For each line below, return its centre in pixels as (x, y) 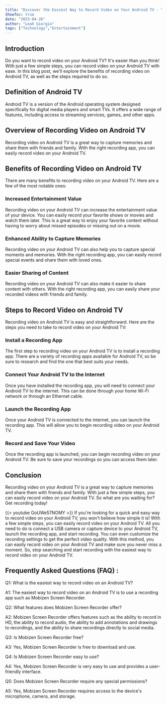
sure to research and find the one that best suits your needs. (67, 361)
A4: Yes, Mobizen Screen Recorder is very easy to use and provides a (77, 666)
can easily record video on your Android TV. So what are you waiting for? (80, 498)
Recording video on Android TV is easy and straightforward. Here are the (80, 322)
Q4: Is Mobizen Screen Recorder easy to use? (52, 657)
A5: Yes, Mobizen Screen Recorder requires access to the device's (74, 691)
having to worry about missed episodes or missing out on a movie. (73, 225)
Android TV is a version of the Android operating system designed (73, 104)
